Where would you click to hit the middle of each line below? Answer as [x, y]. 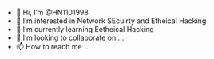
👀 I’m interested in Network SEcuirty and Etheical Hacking [111, 21]
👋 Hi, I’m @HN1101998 [52, 12]
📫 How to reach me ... [53, 47]
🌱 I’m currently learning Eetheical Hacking [85, 29]
